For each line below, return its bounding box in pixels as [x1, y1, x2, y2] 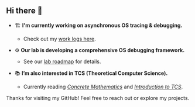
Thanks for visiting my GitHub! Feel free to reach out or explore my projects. [6, 94, 190, 101]
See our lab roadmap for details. [23, 58, 101, 65]
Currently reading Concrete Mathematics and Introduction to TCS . [23, 83, 183, 90]
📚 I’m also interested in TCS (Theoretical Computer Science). [14, 70, 168, 77]
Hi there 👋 [6, 6, 43, 16]
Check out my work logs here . [23, 35, 97, 42]
